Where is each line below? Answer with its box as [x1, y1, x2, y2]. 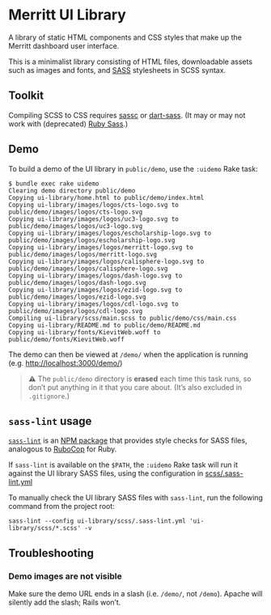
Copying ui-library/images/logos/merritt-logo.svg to [8, 243, 194, 252]
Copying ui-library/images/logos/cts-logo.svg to [8, 201, 180, 209]
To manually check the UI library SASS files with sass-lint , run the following [8, 493, 263, 503]
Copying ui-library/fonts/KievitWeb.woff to [8, 328, 161, 337]
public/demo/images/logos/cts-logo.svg [8, 208, 143, 216]
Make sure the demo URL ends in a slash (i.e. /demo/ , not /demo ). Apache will [8, 589, 263, 599]
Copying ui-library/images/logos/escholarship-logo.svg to [8, 229, 212, 237]
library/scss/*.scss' [8, 524, 82, 532]
